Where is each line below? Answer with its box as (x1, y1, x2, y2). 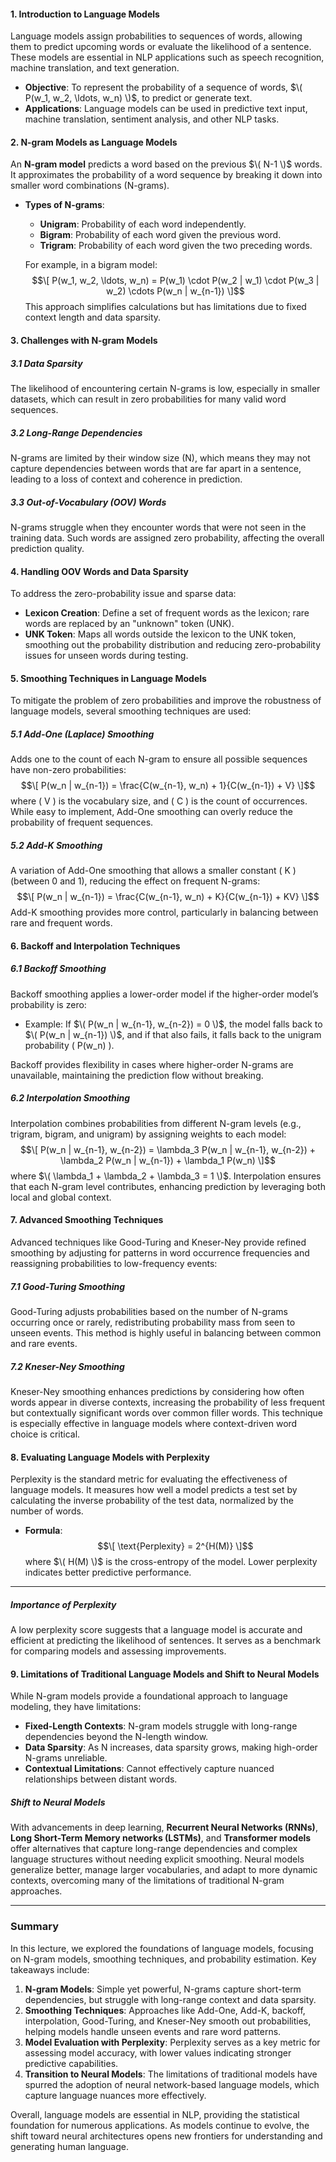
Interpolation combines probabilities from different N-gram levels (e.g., (10, 1117, 302, 1129)
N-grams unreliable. (24, 1752, 108, 1764)
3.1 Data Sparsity (10, 357, 83, 369)
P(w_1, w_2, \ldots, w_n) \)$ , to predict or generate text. (24, 92, 253, 104)
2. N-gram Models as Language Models (10, 136, 178, 148)
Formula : (24, 1525, 63, 1537)
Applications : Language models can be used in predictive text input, (24, 103, 308, 115)
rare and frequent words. (10, 917, 113, 929)
